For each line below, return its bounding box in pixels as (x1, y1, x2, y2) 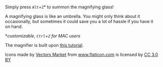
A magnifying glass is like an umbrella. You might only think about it (5, 13, 140, 19)
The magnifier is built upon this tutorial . (5, 42, 84, 48)
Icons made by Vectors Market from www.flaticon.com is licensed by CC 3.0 (5, 52, 158, 57)
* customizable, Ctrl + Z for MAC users (5, 33, 81, 39)
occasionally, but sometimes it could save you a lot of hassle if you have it (5, 19, 153, 24)
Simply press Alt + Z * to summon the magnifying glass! (5, 4, 114, 10)
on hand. (5, 24, 23, 29)
